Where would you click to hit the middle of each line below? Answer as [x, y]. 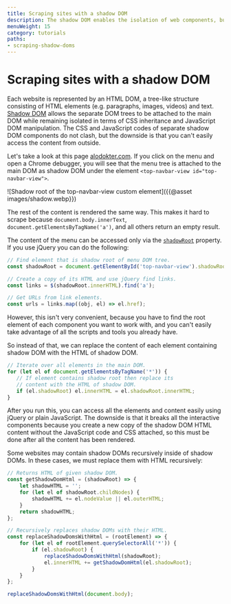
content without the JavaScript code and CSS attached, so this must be [108, 432]
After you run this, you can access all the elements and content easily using [114, 410]
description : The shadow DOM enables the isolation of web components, [112, 20]
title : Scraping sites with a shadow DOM [67, 13]
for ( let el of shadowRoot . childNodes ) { [79, 493]
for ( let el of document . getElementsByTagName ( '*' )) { [87, 372]
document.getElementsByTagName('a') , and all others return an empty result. [114, 226]
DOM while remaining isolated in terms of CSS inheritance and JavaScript [111, 121]
